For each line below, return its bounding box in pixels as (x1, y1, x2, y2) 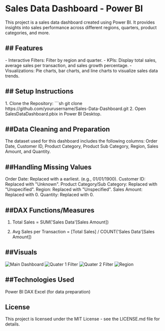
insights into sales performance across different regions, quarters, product (5, 24, 157, 30)
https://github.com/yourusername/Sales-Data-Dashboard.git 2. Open (5, 106, 146, 111)
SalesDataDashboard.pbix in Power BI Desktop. (5, 110, 102, 116)
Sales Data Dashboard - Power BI (5, 3, 143, 14)
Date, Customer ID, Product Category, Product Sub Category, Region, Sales (5, 144, 159, 149)
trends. (5, 73, 20, 79)
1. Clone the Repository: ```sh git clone (5, 100, 82, 106)
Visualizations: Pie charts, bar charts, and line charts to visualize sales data (5, 68, 158, 74)
